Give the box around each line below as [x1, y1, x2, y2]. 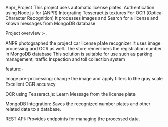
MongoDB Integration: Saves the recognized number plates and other [5, 101, 151, 107]
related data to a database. [5, 106, 62, 112]
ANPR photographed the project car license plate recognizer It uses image [5, 40, 161, 46]
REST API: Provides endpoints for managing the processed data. [5, 116, 140, 122]
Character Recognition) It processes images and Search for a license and [5, 15, 158, 21]
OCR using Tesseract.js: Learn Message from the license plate [5, 91, 136, 97]
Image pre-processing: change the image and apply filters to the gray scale [5, 76, 163, 81]
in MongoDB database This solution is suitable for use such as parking [5, 51, 153, 57]
